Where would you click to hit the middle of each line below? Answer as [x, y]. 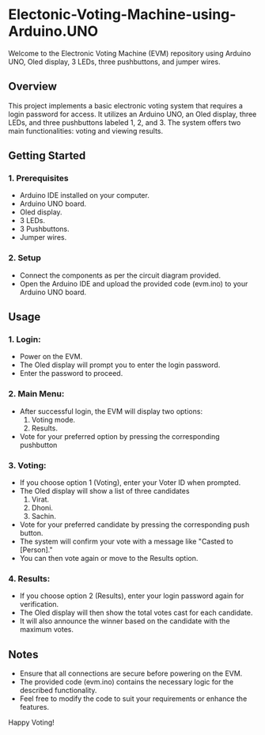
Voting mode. [53, 419]
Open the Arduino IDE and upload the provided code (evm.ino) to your [134, 283]
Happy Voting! [32, 722]
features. [34, 707]
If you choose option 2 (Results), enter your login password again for [132, 596]
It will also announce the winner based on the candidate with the [125, 621]
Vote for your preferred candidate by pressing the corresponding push [134, 525]
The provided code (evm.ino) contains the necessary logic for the [127, 682]
